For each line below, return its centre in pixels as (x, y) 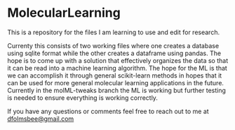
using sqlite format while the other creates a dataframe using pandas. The (114, 53)
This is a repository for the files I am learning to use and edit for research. (113, 32)
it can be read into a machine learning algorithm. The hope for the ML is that (117, 68)
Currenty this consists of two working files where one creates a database (113, 45)
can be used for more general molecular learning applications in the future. (116, 82)
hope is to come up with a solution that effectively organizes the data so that (118, 60)
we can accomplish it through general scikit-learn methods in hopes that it (115, 75)
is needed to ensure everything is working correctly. (82, 97)
